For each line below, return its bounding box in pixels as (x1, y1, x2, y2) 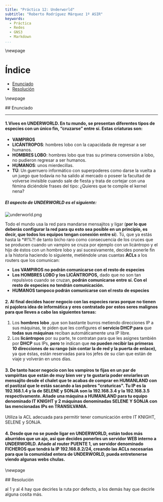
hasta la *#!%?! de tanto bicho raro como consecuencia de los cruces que (5, 237, 154, 242)
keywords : (5, 16, 25, 21)
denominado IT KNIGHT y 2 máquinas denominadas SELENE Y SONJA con (5, 398, 158, 404)
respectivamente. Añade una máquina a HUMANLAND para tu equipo (5, 393, 148, 399)
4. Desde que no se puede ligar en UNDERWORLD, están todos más (5, 430, 143, 436)
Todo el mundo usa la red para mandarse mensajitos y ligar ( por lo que (5, 221, 147, 227)
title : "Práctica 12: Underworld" (5, 7, 75, 12)
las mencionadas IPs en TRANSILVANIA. (5, 403, 88, 409)
